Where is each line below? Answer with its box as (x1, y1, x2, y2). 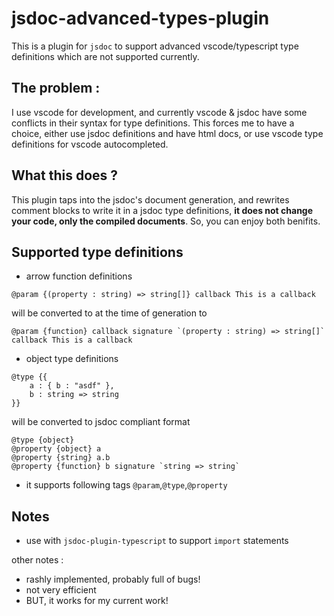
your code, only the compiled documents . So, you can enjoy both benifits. (11, 215, 321, 227)
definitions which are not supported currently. (11, 50, 200, 62)
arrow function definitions (25, 270, 133, 282)
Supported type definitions (11, 243, 184, 261)
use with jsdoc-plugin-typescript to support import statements (25, 535, 289, 547)
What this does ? (11, 167, 119, 184)
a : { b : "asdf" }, (29, 381, 115, 391)
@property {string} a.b (11, 453, 111, 463)
